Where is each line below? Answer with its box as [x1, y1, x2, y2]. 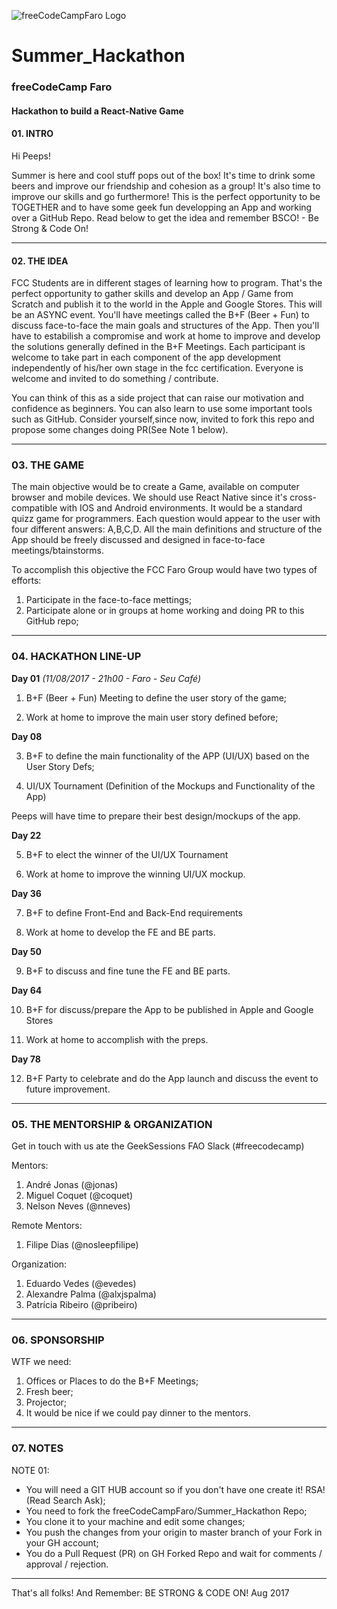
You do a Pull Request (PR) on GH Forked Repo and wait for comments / [25, 1547, 323, 1559]
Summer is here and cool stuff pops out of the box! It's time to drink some [11, 169, 316, 181]
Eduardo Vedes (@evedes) [25, 1278, 137, 1289]
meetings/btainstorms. [11, 545, 104, 557]
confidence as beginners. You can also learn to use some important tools [11, 403, 313, 415]
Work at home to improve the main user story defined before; [25, 711, 279, 723]
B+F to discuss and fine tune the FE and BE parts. [25, 965, 231, 977]
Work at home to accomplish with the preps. [25, 1033, 209, 1045]
